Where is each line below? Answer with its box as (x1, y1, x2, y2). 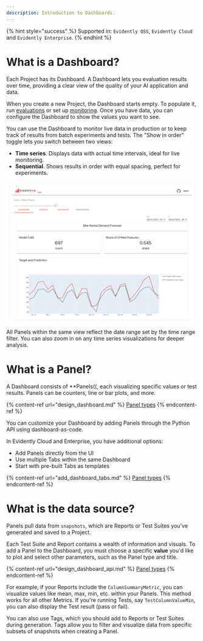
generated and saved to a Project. (6, 528, 91, 536)
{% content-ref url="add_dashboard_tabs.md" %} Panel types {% (6, 474, 171, 481)
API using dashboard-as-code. (6, 425, 84, 433)
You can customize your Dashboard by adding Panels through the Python (6, 419, 190, 427)
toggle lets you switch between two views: (6, 138, 113, 145)
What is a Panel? (6, 363, 92, 376)
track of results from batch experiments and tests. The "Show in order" (6, 131, 184, 138)
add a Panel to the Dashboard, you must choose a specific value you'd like (6, 547, 194, 554)
